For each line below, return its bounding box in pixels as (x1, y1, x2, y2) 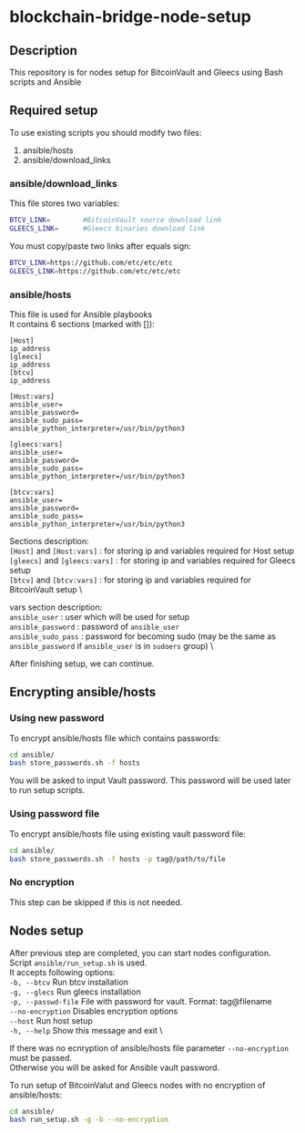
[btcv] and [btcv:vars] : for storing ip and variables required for (9, 574, 252, 585)
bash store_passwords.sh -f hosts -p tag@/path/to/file (9, 854, 226, 863)
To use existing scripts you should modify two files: (9, 127, 202, 138)
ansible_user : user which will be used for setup (9, 611, 190, 622)
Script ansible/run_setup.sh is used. (9, 957, 147, 968)
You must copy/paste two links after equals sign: (9, 240, 191, 252)
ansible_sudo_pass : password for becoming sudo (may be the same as (9, 631, 276, 642)
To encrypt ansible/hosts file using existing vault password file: (9, 828, 246, 839)
